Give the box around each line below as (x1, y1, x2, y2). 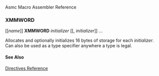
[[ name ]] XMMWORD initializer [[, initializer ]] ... (5, 28, 103, 34)
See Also (5, 54, 24, 60)
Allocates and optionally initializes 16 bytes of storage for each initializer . (5, 37, 154, 44)
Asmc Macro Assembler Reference (5, 4, 77, 10)
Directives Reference (5, 65, 48, 71)
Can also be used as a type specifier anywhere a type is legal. (5, 43, 133, 49)
